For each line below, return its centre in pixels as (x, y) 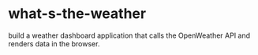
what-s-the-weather (77, 14)
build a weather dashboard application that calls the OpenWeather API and (129, 35)
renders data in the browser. (54, 43)
